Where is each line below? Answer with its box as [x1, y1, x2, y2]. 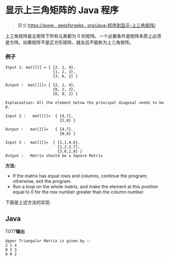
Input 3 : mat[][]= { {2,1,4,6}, [5, 140, 80, 145]
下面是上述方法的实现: [5, 199, 52, 205]
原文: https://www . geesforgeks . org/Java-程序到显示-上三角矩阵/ [17, 22, 156, 28]
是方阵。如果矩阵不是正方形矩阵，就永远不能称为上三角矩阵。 [5, 39, 134, 45]
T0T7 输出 [5, 228, 25, 235]
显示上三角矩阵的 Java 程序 [5, 5, 119, 16]
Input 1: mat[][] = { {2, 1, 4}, [5, 65, 76, 70]
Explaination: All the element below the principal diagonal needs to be [5, 100, 164, 106]
